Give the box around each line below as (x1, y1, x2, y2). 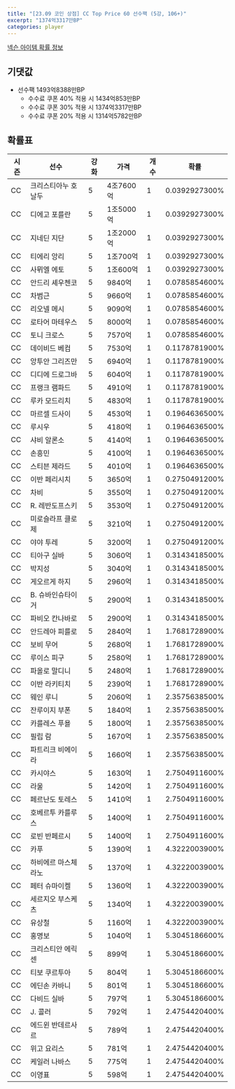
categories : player (7, 23, 64, 30)
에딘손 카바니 (30, 981, 71, 990)
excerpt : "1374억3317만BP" (7, 17, 83, 24)
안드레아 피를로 (30, 627, 78, 636)
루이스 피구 (30, 653, 65, 662)
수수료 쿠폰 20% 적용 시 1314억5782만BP (27, 112, 142, 120)
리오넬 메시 (30, 304, 65, 313)
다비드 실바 (30, 994, 65, 1004)
